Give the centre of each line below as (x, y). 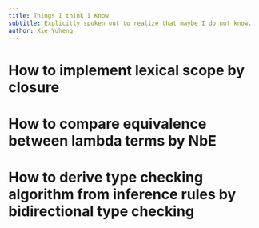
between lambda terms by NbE (113, 140)
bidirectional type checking (101, 211)
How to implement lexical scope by (127, 70)
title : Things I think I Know (59, 16)
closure (34, 87)
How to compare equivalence (108, 124)
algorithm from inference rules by (122, 194)
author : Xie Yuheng (41, 30)
